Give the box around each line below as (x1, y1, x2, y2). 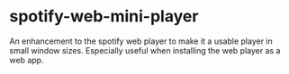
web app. (9, 54, 44, 65)
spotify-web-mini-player (9, 6, 199, 27)
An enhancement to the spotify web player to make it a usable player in (9, 36, 273, 46)
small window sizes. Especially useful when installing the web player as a (9, 45, 281, 55)
